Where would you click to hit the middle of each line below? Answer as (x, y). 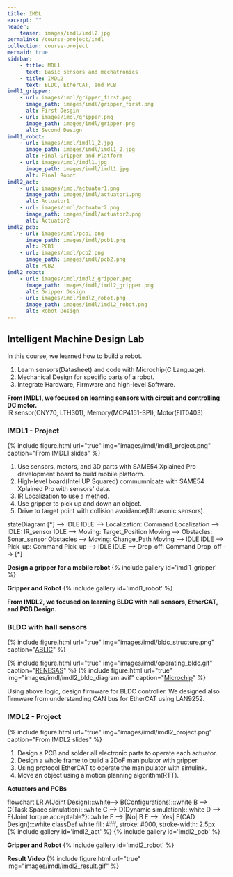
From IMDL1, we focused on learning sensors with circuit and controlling (114, 398)
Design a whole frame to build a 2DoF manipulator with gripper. (108, 760)
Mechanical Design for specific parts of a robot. (86, 377)
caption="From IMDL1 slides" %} (54, 453)
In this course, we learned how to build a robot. (75, 356)
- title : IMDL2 (42, 78)
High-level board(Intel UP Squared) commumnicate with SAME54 (111, 481)
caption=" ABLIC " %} (37, 650)
